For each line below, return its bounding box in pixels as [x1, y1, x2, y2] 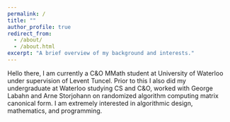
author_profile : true [7, 23, 71, 30]
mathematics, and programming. [7, 106, 103, 115]
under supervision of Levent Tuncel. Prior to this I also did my [7, 76, 186, 85]
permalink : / [7, 10, 46, 18]
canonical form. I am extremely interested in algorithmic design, [7, 99, 193, 107]
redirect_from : [7, 30, 52, 37]
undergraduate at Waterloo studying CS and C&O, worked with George [7, 84, 214, 92]
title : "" [7, 17, 37, 24]
